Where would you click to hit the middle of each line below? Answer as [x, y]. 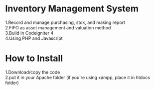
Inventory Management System [72, 9]
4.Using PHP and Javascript [34, 38]
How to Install [34, 58]
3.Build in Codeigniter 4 [29, 33]
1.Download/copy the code [33, 72]
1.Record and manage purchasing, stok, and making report [65, 22]
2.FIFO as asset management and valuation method [58, 27]
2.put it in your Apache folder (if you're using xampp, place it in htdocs [78, 77]
